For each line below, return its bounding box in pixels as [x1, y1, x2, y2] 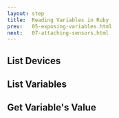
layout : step [7, 10, 45, 17]
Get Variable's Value [7, 101, 96, 114]
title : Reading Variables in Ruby [7, 17, 109, 23]
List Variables [7, 79, 67, 90]
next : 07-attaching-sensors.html [7, 29, 109, 37]
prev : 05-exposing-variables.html [7, 23, 112, 30]
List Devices [7, 55, 61, 66]
